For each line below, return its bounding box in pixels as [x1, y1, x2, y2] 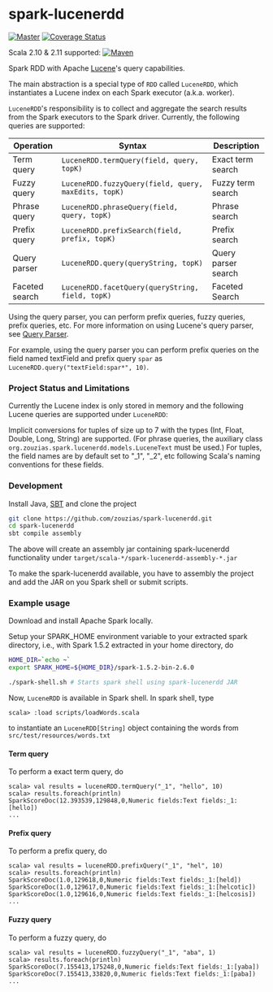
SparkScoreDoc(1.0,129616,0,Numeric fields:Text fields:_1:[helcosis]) [8, 890, 256, 898]
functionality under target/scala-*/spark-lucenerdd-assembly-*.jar [8, 553, 238, 563]
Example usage [8, 598, 71, 609]
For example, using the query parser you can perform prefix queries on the [8, 345, 260, 355]
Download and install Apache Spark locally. [8, 616, 154, 626]
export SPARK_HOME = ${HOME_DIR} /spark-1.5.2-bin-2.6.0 [8, 664, 195, 672]
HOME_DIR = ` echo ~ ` [8, 656, 71, 664]
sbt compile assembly [8, 529, 82, 537]
